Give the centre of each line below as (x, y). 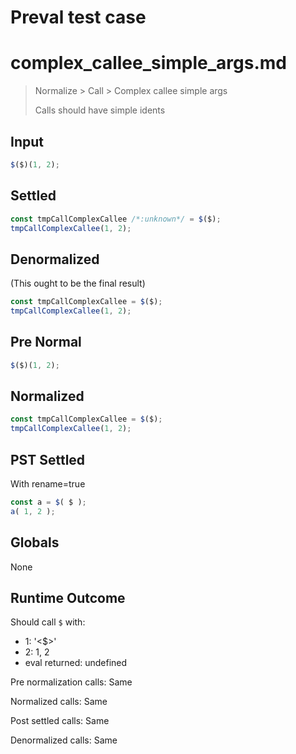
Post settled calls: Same (60, 721)
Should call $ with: (48, 622)
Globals (35, 542)
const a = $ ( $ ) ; (48, 502)
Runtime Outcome (68, 597)
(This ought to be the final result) (78, 283)
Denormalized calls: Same (64, 740)
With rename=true (48, 484)
